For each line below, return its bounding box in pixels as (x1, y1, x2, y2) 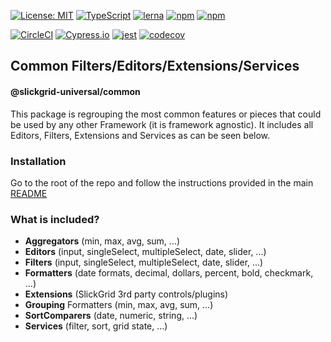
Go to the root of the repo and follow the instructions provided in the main (10, 176, 314, 189)
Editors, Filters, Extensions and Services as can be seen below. (10, 129, 271, 141)
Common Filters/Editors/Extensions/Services (10, 58, 300, 75)
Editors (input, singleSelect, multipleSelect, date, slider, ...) (24, 246, 267, 258)
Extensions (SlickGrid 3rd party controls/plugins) (24, 288, 229, 300)
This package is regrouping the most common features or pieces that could (10, 108, 322, 120)
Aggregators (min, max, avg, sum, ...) (24, 235, 181, 247)
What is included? (10, 212, 100, 226)
